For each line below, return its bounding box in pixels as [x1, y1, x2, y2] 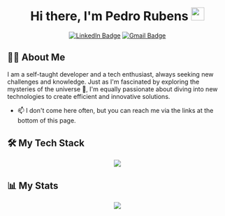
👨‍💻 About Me [7, 52, 66, 63]
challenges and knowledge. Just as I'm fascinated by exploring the [7, 77, 200, 86]
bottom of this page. [17, 116, 76, 125]
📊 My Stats [7, 180, 59, 192]
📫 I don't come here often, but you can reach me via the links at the [17, 106, 214, 114]
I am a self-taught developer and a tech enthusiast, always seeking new [7, 70, 215, 78]
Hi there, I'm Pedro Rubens [30, 8, 189, 24]
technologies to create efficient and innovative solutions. [7, 92, 170, 100]
